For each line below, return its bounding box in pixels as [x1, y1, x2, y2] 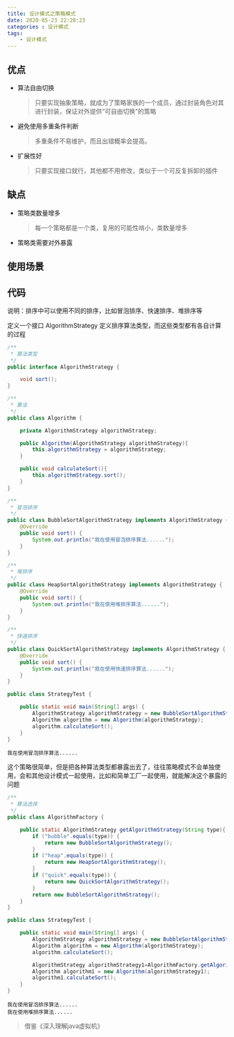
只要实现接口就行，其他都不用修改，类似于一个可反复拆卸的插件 [34, 166, 218, 174]
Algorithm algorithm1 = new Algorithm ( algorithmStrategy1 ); [32, 968, 210, 975]
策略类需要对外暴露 [17, 238, 73, 246]
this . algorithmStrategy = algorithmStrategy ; [32, 446, 167, 454]
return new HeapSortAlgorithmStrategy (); [44, 859, 167, 866]
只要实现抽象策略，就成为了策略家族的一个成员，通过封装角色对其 [34, 98, 224, 107]
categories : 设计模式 [7, 23, 69, 30]
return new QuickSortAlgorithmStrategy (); [44, 878, 170, 885]
